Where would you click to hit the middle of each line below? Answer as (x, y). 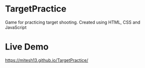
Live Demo (27, 47)
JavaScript (16, 27)
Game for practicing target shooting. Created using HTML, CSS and (73, 22)
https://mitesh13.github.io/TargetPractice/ (47, 60)
